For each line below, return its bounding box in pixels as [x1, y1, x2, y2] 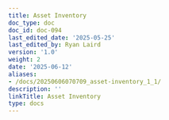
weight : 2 [8, 56, 41, 64]
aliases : [8, 70, 37, 78]
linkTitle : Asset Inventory [8, 92, 102, 100]
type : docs [8, 99, 44, 107]
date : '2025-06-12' [8, 63, 73, 71]
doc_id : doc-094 [8, 26, 62, 34]
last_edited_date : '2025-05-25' [8, 33, 115, 42]
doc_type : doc [8, 19, 56, 27]
